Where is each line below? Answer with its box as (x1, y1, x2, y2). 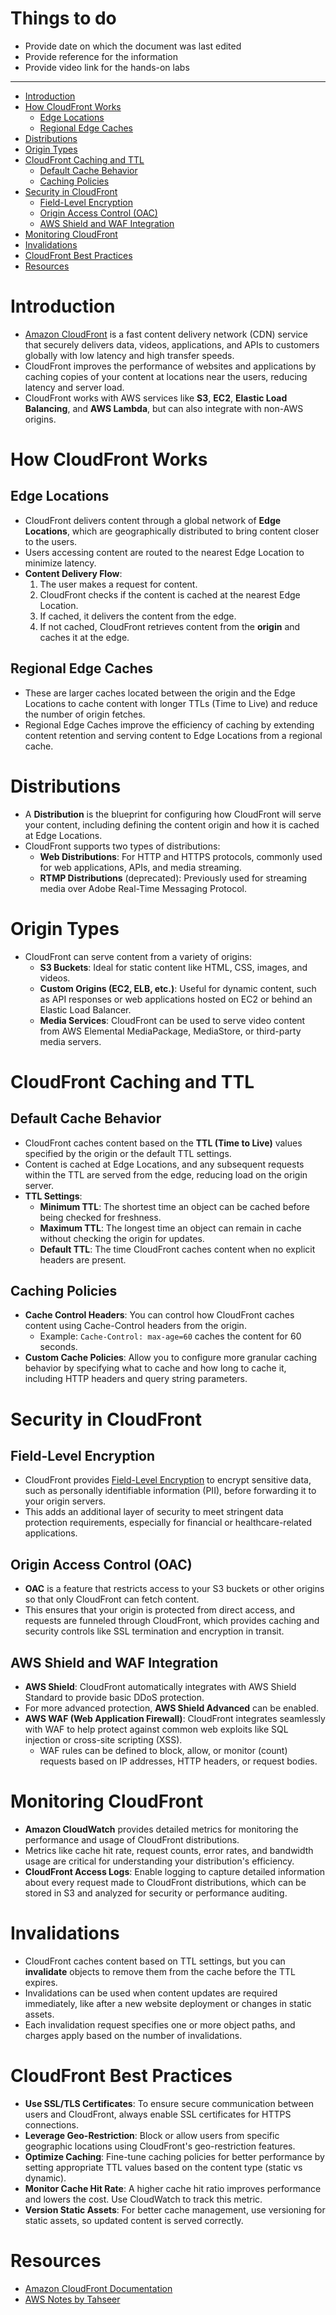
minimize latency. (24, 557, 97, 569)
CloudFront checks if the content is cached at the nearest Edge (39, 588, 301, 601)
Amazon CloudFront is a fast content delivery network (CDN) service (24, 328, 308, 340)
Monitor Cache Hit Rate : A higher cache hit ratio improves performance (24, 2182, 322, 2194)
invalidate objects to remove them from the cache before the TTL (24, 1965, 296, 1977)
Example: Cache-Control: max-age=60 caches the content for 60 (39, 1330, 302, 1342)
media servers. (39, 1035, 102, 1047)
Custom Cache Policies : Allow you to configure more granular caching (24, 1352, 318, 1364)
